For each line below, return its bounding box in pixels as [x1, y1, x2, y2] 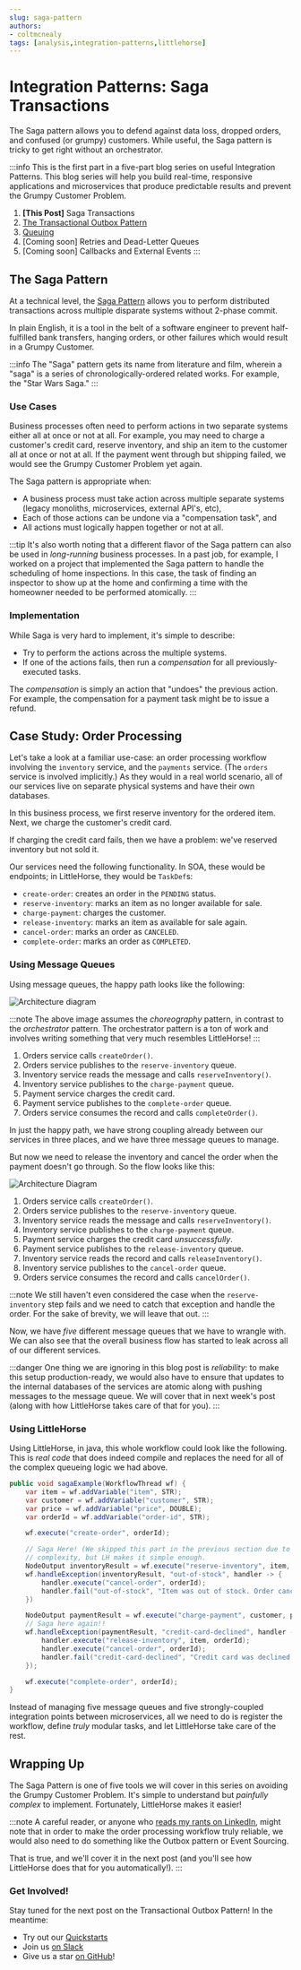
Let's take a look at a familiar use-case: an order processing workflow [9, 752, 267, 763]
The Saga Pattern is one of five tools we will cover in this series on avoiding [9, 1780, 288, 1791]
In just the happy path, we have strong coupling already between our [9, 1124, 263, 1135]
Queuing [21, 227, 55, 238]
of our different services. [9, 1344, 101, 1355]
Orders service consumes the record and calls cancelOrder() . [21, 1272, 251, 1283]
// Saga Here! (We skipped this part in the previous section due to [25, 1545, 291, 1554]
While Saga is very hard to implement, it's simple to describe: [9, 629, 236, 641]
